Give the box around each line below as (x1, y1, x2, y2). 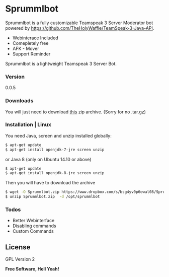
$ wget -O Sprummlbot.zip (5, 189, 59, 194)
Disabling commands (12, 223, 56, 229)
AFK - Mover (12, 45, 39, 51)
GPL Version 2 (5, 256, 35, 262)
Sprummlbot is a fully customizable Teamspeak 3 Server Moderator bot (5, 20, 153, 26)
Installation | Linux (5, 121, 51, 128)
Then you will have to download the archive (5, 180, 96, 186)
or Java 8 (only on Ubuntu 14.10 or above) (5, 156, 92, 162)
